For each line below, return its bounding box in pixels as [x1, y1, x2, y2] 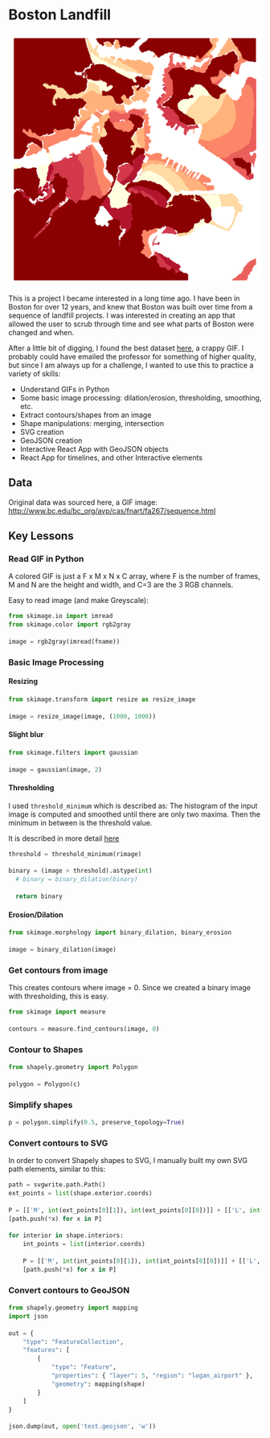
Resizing [8, 677, 39, 686]
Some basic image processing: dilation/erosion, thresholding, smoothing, [19, 392, 262, 403]
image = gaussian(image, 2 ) [8, 765, 103, 773]
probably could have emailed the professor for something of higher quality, [8, 351, 257, 361]
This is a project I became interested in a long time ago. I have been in [8, 293, 240, 303]
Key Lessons [8, 529, 74, 543]
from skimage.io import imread [8, 612, 113, 621]
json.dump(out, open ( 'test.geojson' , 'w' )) [8, 1423, 157, 1431]
